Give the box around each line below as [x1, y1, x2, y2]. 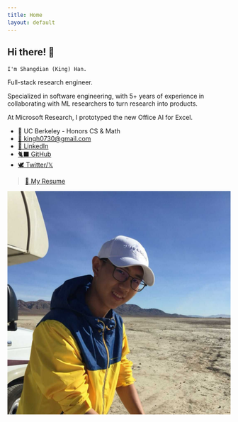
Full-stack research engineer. [7, 78, 93, 87]
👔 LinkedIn [17, 142, 49, 150]
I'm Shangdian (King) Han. [7, 66, 87, 73]
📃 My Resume [24, 177, 66, 186]
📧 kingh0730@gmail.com [17, 135, 91, 143]
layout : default [7, 18, 55, 26]
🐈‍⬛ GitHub [17, 150, 52, 159]
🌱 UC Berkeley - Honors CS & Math [17, 127, 120, 135]
